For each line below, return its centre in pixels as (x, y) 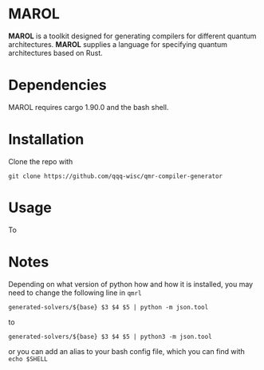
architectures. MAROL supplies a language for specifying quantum (118, 44)
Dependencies (57, 85)
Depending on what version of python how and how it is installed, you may (131, 284)
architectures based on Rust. (56, 53)
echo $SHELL (28, 359)
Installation (46, 140)
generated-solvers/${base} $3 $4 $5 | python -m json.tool (108, 307)
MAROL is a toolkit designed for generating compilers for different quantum (132, 36)
